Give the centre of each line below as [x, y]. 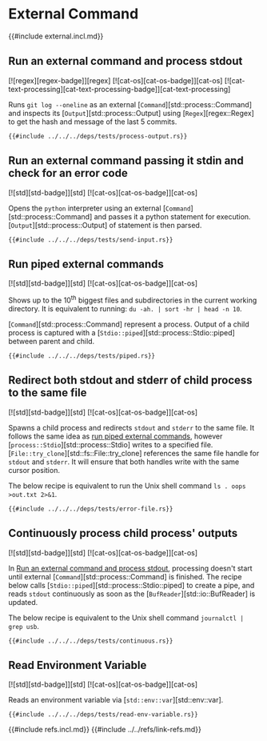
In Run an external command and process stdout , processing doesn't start [131, 568]
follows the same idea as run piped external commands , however [116, 436]
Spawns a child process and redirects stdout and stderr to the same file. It [132, 427]
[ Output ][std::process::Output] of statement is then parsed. [105, 225]
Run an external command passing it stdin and [126, 161]
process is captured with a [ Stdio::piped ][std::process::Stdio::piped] [122, 333]
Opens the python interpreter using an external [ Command [100, 208]
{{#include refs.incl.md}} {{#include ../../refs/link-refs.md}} [105, 730]
